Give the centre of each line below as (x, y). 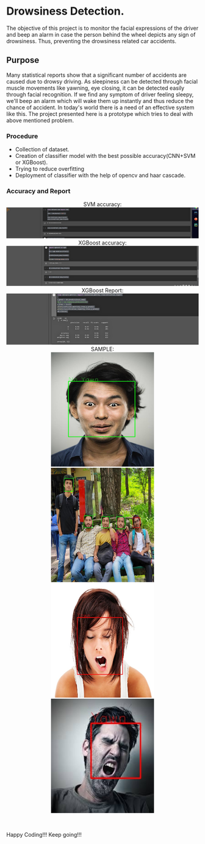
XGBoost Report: (103, 290)
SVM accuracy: (103, 204)
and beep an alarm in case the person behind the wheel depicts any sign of (101, 34)
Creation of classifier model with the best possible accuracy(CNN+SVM (105, 156)
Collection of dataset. (42, 149)
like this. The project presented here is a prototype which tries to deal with (100, 113)
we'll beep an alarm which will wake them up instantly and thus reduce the (100, 101)
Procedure (22, 136)
